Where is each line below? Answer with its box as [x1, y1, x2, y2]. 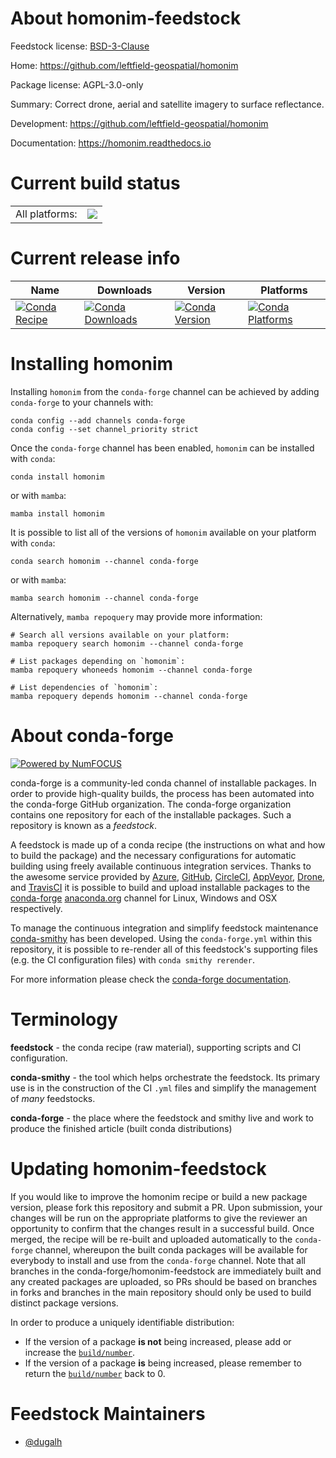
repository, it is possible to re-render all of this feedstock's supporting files [10, 943, 318, 955]
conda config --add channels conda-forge [10, 415, 186, 426]
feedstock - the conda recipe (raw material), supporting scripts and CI [10, 1041, 302, 1053]
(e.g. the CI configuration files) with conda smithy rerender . [10, 953, 255, 966]
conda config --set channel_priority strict [10, 424, 199, 434]
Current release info [10, 247, 181, 270]
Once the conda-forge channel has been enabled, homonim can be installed [10, 442, 315, 454]
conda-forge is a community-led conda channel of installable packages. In [10, 777, 317, 789]
